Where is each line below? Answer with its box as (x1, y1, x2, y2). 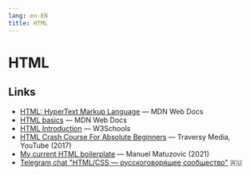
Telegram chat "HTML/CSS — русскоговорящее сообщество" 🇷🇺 (19, 157, 243, 167)
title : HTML (8, 19, 48, 27)
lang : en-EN (8, 11, 48, 20)
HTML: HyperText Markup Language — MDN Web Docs (19, 106, 204, 116)
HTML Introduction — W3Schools (19, 123, 131, 133)
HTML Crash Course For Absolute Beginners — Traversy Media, (19, 132, 231, 141)
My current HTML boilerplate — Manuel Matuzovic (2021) (19, 149, 210, 158)
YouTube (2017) (19, 141, 72, 150)
